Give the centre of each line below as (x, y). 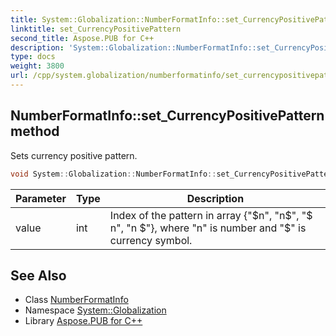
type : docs (33, 57)
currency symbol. (151, 240)
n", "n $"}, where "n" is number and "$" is (208, 228)
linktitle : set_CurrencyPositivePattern (96, 29)
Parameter (41, 198)
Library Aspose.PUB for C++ (83, 321)
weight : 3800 (37, 66)
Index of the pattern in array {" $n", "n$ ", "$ (211, 215)
